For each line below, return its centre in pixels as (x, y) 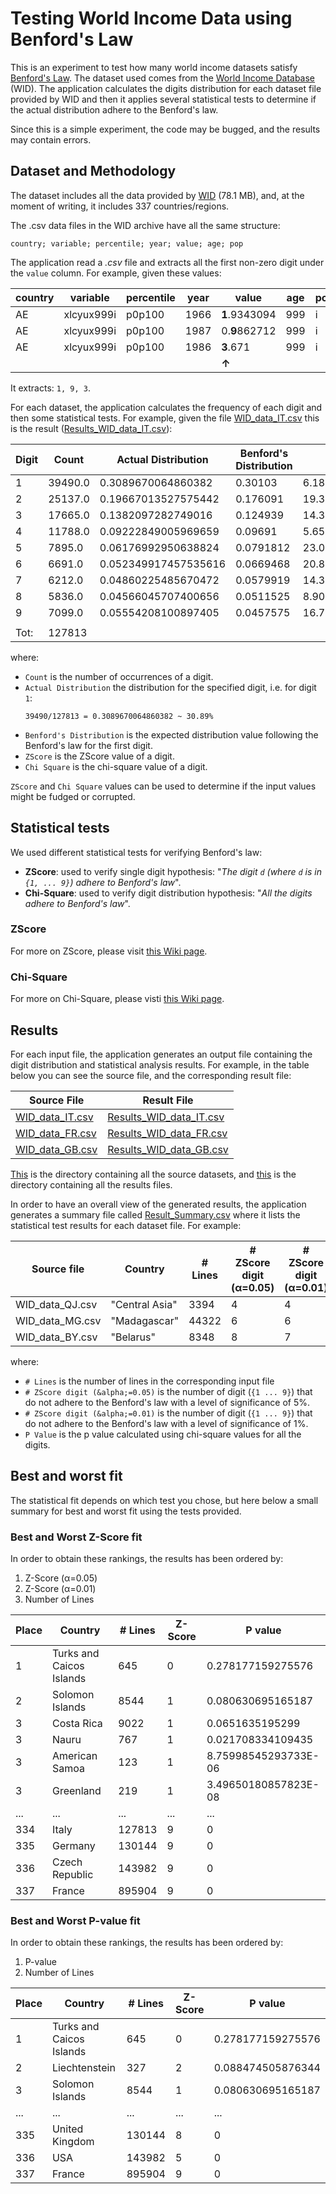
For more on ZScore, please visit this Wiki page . (109, 951)
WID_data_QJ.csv (56, 1304)
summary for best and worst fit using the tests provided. (126, 1511)
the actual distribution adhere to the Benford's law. (114, 109)
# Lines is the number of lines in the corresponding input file (149, 1381)
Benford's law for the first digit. (88, 745)
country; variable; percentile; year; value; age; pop (127, 243)
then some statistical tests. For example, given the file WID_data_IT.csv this (165, 418)
